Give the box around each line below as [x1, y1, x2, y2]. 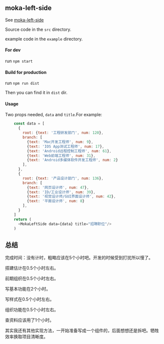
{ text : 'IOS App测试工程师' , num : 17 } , [26, 144, 104, 149]
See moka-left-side [5, 17, 44, 23]
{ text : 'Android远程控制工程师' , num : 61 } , [26, 148, 112, 153]
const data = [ [14, 121, 45, 126]
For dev [5, 47, 21, 53]
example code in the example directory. [5, 36, 83, 42]
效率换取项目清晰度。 [5, 334, 48, 340]
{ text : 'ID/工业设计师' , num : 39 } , [26, 190, 96, 195]
